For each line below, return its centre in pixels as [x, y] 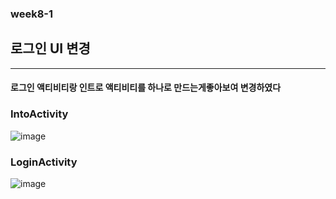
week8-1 [32, 14]
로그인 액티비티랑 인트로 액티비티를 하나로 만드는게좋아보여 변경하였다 [146, 88]
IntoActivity [39, 114]
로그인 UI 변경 [50, 48]
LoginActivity [44, 162]
